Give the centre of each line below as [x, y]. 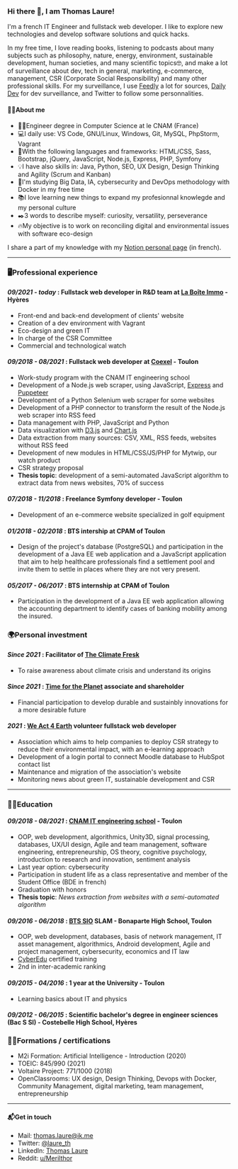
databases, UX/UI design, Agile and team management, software [112, 845]
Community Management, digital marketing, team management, [110, 1086]
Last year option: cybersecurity [63, 867]
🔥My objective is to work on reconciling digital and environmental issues [123, 225]
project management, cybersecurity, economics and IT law [103, 952]
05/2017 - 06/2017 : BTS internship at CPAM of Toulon [89, 585]
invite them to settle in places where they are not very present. [109, 569]
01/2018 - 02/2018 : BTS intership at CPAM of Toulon [86, 531]
